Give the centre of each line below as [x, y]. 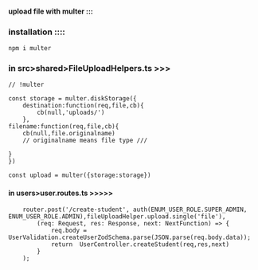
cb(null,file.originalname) [69, 134]
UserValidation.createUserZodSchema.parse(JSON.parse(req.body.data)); [129, 238]
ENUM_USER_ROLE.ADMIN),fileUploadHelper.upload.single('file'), [117, 217]
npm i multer [30, 48]
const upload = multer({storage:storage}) [80, 175]
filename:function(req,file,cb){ [64, 127]
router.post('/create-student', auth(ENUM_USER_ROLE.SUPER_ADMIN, [135, 210]
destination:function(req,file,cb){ [84, 106]
